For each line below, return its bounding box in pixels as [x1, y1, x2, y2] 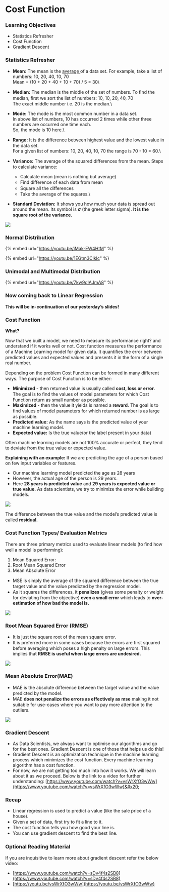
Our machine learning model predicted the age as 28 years [12, 470, 135, 476]
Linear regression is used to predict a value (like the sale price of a [12, 808, 151, 814]
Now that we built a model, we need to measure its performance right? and [5, 337, 161, 343]
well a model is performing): [5, 547, 64, 553]
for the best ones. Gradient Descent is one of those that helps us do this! [12, 746, 164, 752]
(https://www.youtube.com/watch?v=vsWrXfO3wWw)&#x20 [12, 784, 138, 790]
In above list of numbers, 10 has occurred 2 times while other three [12, 115, 152, 122]
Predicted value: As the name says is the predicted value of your [12, 419, 148, 425]
